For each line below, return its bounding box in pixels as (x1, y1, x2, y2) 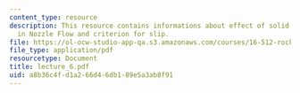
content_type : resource (9, 12, 98, 22)
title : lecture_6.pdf (9, 63, 90, 72)
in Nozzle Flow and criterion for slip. (17, 29, 170, 38)
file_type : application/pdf (9, 46, 114, 55)
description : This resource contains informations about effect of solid (9, 21, 290, 30)
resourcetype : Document (9, 54, 98, 63)
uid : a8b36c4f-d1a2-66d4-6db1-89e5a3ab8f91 (9, 71, 174, 80)
